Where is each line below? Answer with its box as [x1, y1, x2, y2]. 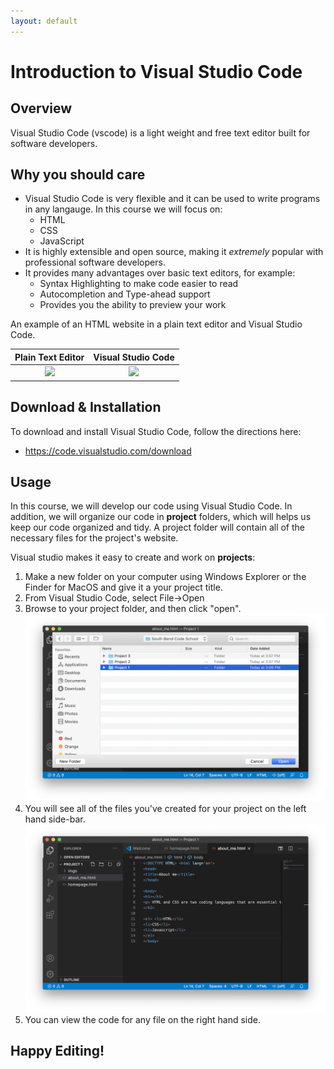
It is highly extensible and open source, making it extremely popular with [24, 246, 324, 258]
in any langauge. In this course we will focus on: [24, 203, 223, 215]
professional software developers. [24, 256, 166, 269]
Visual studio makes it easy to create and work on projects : [10, 551, 256, 564]
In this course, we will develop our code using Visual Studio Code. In [10, 500, 293, 512]
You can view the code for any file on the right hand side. [24, 1013, 262, 1025]
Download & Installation [10, 399, 162, 416]
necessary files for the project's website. [10, 532, 179, 544]
